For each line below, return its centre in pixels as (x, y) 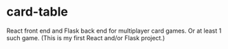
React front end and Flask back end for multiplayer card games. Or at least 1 (114, 31)
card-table (37, 12)
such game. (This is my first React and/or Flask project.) (86, 37)
